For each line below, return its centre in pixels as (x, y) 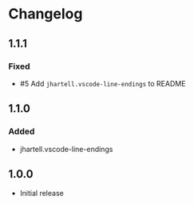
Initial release (42, 194)
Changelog (46, 14)
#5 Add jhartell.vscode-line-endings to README (103, 83)
